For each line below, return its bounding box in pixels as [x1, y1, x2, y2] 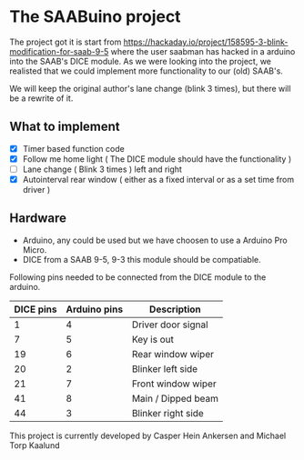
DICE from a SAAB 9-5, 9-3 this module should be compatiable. [22, 254, 261, 265]
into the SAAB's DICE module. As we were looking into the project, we [9, 55, 271, 66]
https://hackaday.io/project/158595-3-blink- [123, 36, 289, 47]
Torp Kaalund [9, 439, 60, 451]
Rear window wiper [131, 347, 215, 360]
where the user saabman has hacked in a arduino [110, 45, 296, 56]
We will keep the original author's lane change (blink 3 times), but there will [9, 83, 291, 94]
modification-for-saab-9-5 [9, 45, 109, 56]
